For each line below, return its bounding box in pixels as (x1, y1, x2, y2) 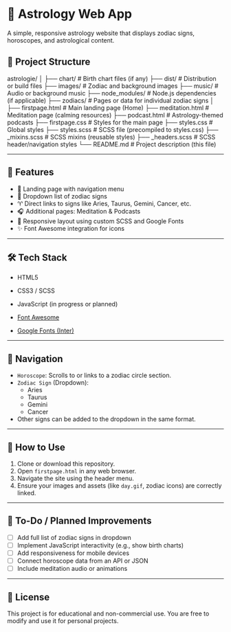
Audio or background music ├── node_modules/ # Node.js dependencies (7, 89, 217, 97)
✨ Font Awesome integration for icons (16, 224, 125, 232)
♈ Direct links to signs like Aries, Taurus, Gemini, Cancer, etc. (16, 199, 192, 207)
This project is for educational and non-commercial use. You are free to (7, 609, 210, 618)
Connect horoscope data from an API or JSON (16, 556, 149, 565)
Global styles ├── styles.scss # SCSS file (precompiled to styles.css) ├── (7, 125, 219, 133)
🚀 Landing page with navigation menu (16, 185, 124, 193)
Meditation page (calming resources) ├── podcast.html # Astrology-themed (7, 111, 223, 119)
